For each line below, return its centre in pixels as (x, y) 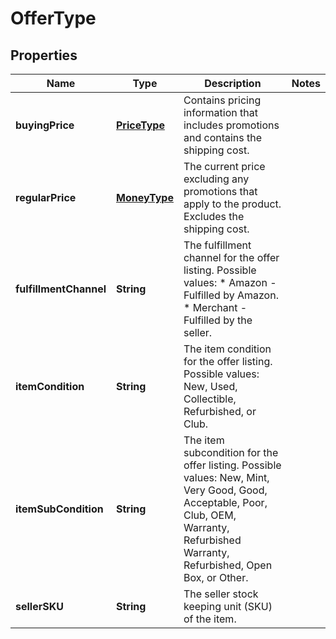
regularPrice (46, 197)
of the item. (210, 619)
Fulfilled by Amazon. (231, 295)
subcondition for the (231, 452)
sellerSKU (39, 606)
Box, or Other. (216, 577)
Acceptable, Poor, (225, 502)
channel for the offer (231, 257)
